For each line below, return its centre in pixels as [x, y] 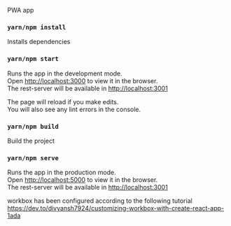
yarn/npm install [37, 27]
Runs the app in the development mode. [65, 73]
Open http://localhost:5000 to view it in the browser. [83, 180]
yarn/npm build [33, 126]
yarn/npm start [33, 59]
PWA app [21, 10]
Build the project [31, 141]
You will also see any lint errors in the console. [74, 109]
